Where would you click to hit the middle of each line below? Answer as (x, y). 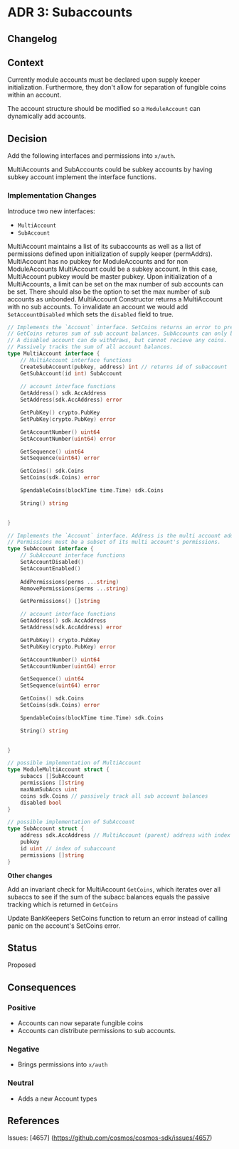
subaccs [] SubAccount (52, 776)
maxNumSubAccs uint (49, 789)
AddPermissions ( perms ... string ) (70, 582)
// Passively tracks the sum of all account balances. (90, 347)
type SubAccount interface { (51, 549)
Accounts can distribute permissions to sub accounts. (97, 1031)
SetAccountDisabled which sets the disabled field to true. (91, 314)
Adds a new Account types (57, 1099)
